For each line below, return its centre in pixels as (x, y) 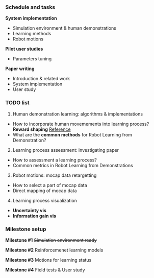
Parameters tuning (32, 59)
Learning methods (32, 34)
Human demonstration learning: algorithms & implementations (78, 114)
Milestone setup (26, 229)
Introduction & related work (41, 79)
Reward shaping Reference (42, 129)
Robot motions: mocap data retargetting (55, 175)
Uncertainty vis (30, 210)
